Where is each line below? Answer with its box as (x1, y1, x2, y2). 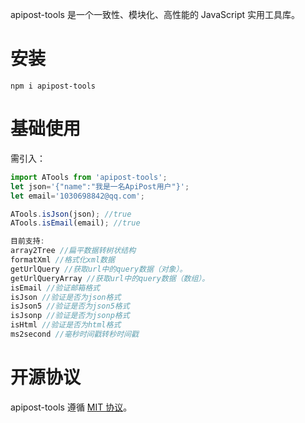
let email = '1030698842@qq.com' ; (10, 191, 145, 201)
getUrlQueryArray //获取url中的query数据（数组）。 (10, 273, 210, 283)
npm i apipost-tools (10, 81, 97, 91)
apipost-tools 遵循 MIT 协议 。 (10, 401, 133, 413)
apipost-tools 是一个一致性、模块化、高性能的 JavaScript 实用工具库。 (10, 9, 300, 20)
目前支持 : (10, 236, 45, 247)
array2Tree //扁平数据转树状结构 (10, 246, 137, 256)
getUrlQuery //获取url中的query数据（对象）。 (10, 264, 188, 274)
